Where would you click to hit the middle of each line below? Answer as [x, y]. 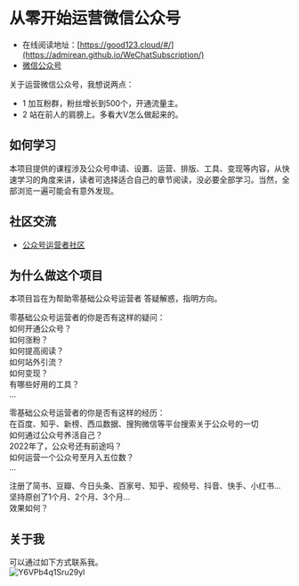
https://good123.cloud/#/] [127, 45]
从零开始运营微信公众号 [95, 18]
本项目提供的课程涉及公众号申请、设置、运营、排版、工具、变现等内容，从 [145, 168]
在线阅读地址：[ [51, 45]
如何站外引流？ [36, 362]
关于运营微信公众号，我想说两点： [72, 84]
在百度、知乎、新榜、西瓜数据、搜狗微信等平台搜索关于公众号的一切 [134, 424]
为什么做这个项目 [56, 275]
